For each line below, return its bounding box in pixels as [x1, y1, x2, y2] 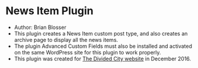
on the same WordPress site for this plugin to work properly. [14, 48, 161, 56]
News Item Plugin [5, 4, 94, 18]
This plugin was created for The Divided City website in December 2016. [14, 55, 191, 62]
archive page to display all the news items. [14, 36, 119, 43]
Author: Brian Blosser [14, 24, 66, 31]
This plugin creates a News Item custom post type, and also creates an [14, 30, 188, 37]
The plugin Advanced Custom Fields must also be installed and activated [14, 43, 193, 50]
